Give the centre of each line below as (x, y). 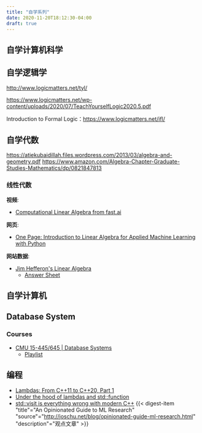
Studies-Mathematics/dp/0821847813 (54, 168)
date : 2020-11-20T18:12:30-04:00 (49, 18)
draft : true (21, 23)
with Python (30, 243)
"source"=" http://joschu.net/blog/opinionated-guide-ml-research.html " (105, 416)
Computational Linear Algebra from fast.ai (68, 212)
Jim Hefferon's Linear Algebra (53, 268)
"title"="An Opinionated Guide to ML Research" (75, 410)
